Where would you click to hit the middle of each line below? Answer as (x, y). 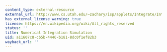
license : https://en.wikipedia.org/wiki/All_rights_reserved (70, 24)
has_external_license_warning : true (43, 19)
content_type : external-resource (40, 10)
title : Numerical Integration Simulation (49, 33)
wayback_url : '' (22, 42)
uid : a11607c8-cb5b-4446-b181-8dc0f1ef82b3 (51, 38)
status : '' (16, 28)
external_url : (20, 14)
